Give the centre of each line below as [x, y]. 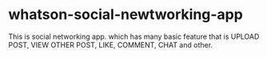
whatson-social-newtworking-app [126, 15]
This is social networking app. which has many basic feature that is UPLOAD [134, 36]
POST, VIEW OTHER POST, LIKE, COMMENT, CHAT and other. [111, 44]
